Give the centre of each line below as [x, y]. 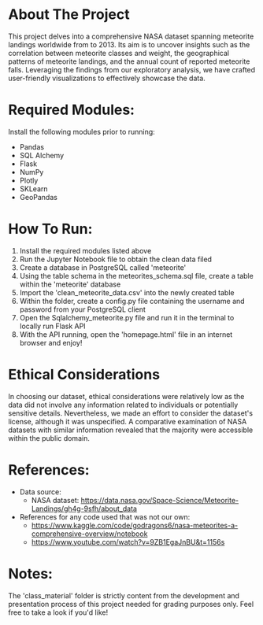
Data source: [40, 492]
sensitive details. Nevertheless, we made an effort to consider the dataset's [131, 413]
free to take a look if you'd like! [58, 612]
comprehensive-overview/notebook [89, 534]
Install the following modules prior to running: [81, 131]
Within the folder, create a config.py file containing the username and [132, 301]
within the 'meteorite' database [70, 284]
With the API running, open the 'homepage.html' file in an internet [126, 334]
